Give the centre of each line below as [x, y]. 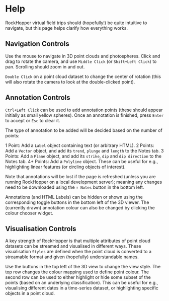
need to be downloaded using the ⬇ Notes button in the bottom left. [75, 187]
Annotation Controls [38, 98]
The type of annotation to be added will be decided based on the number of [84, 130]
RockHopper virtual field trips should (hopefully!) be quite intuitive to [76, 23]
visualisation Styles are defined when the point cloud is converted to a [78, 252]
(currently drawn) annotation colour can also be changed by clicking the [80, 207]
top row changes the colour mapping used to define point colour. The [77, 272]
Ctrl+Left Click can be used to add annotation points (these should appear [84, 110]
